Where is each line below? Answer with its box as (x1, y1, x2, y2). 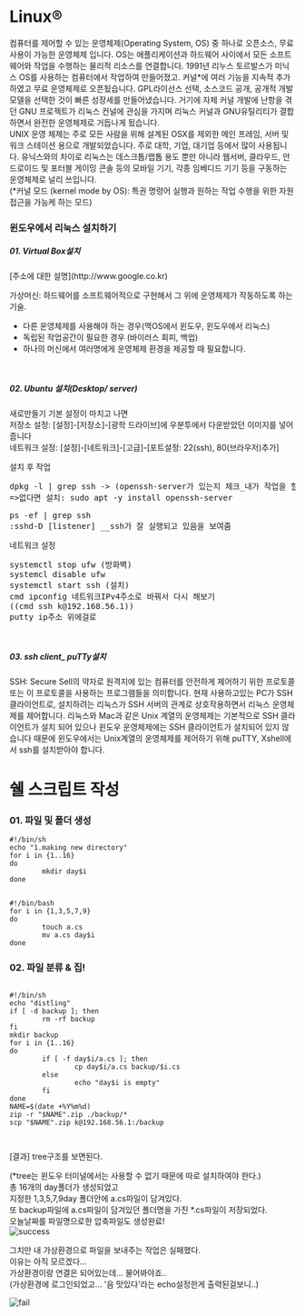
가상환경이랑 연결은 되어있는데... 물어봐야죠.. (9, 1267, 167, 1278)
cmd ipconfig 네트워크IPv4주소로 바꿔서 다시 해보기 (9, 591, 215, 602)
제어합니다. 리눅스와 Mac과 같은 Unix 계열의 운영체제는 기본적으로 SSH (25, 710, 279, 721)
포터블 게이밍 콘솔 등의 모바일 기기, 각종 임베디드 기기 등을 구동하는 (50, 162, 288, 174)
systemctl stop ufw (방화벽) (9, 559, 133, 570)
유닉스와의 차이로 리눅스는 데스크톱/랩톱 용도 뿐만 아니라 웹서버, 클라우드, (21, 151, 281, 162)
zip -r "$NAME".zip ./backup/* (9, 1110, 128, 1119)
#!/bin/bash (9, 899, 54, 908)
